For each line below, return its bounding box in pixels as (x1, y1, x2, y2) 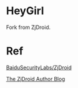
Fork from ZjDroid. (6, 24, 51, 31)
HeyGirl (6, 4, 44, 18)
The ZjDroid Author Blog (6, 75, 65, 82)
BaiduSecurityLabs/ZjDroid (6, 64, 72, 71)
